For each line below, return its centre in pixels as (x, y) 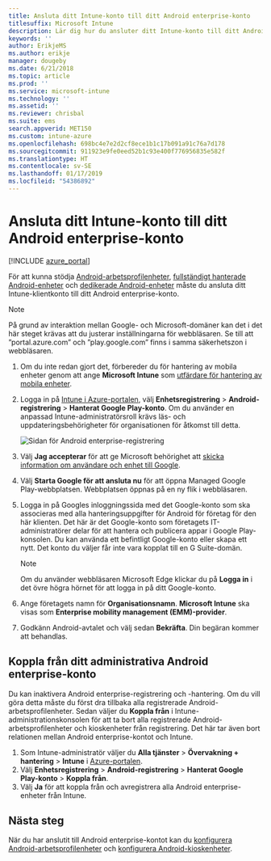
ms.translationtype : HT (48, 158)
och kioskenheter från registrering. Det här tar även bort (167, 728)
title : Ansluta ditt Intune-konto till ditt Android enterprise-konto (129, 16)
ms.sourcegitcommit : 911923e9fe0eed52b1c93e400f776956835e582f (117, 151)
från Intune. (67, 795)
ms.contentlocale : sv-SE (50, 167)
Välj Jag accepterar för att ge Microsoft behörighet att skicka (122, 456)
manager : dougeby (38, 61)
